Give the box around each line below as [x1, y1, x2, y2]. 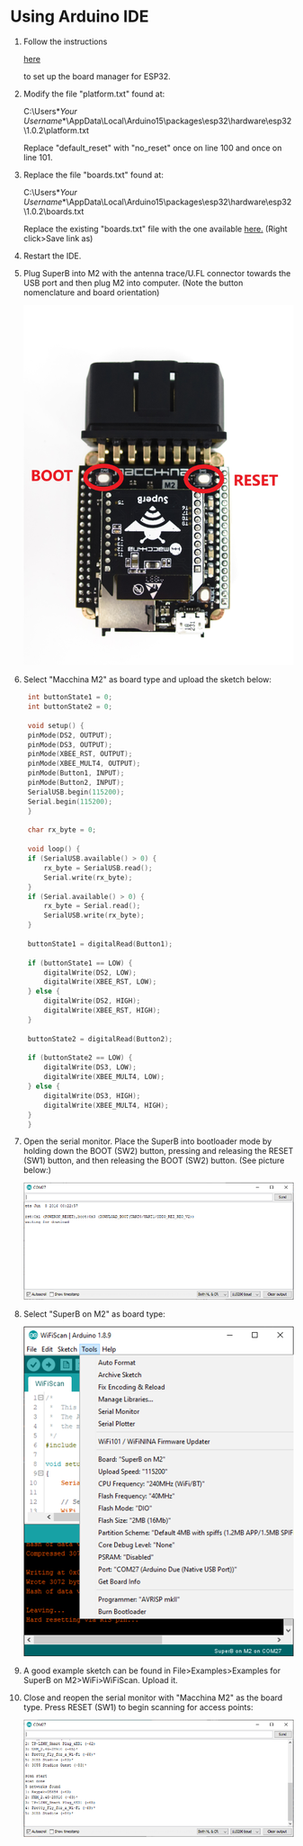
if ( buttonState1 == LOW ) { [27, 959, 133, 968]
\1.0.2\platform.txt [22, 124, 89, 136]
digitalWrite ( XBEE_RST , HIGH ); [43, 1006, 161, 1015]
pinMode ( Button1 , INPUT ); [27, 769, 125, 778]
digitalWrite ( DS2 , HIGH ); [43, 996, 141, 1005]
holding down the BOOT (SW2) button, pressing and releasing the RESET [22, 1146, 294, 1157]
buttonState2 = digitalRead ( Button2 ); [27, 1034, 174, 1043]
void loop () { [27, 844, 81, 854]
